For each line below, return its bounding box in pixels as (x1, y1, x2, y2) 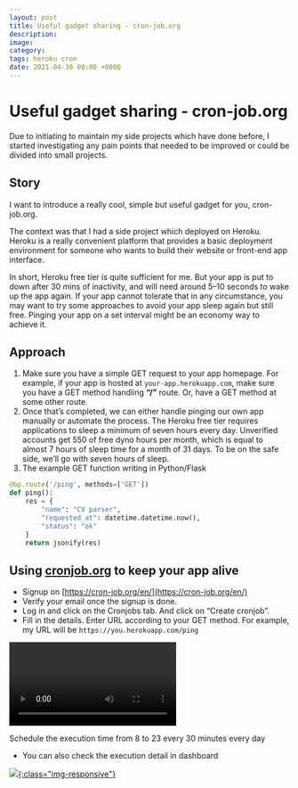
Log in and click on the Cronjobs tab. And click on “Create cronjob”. (21, 605, 270, 616)
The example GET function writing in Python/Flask (21, 463, 206, 473)
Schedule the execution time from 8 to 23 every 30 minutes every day (9, 733, 266, 744)
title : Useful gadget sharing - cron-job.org (9, 21, 181, 30)
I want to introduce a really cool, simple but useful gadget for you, (9, 199, 251, 209)
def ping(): (9, 488, 53, 497)
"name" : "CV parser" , (41, 505, 122, 514)
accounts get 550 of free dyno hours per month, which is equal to (21, 434, 264, 446)
